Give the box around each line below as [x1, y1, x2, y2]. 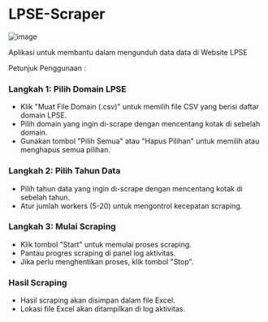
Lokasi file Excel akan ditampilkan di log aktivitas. [19, 304, 186, 314]
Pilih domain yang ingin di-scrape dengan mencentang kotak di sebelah [19, 119, 261, 129]
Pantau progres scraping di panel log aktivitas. [19, 248, 176, 258]
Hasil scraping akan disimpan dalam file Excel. [19, 295, 176, 305]
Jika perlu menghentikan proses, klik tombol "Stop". [19, 256, 194, 266]
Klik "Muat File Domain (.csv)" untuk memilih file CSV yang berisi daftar [19, 102, 260, 112]
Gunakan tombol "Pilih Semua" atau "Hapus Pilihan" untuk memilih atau [19, 136, 260, 146]
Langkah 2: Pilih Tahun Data [8, 165, 121, 177]
